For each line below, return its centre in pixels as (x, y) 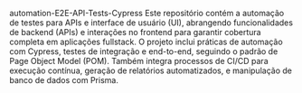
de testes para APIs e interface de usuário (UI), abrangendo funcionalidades (151, 23)
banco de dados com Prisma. (64, 80)
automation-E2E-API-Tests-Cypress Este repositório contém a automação (147, 13)
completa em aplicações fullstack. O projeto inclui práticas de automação (146, 42)
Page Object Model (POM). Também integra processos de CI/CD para (139, 61)
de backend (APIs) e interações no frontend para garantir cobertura (135, 32)
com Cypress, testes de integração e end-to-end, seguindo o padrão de (144, 51)
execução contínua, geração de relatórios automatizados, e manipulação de (151, 70)
